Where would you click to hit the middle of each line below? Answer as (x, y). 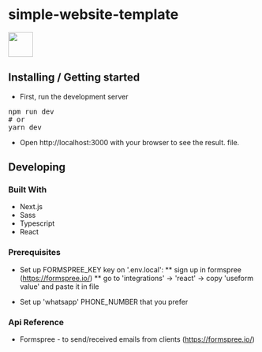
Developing (37, 167)
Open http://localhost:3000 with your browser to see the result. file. (129, 142)
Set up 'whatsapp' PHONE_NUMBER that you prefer (104, 301)
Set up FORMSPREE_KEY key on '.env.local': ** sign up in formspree (131, 269)
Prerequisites (34, 253)
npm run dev (31, 111)
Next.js (31, 207)
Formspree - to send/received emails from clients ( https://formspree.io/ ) (137, 339)
